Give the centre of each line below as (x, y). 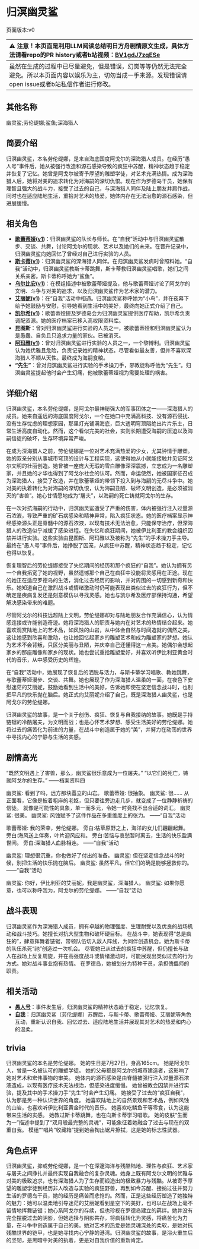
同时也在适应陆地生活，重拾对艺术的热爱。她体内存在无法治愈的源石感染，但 (99, 195)
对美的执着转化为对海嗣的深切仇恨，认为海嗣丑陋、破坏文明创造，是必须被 (97, 488)
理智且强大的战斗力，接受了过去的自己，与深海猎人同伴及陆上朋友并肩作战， (99, 188)
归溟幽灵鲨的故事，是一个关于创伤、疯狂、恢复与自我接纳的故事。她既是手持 (99, 715)
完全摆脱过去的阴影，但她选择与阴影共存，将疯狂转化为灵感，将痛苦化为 (94, 1218)
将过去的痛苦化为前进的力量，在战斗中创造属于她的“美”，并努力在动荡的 (94, 730)
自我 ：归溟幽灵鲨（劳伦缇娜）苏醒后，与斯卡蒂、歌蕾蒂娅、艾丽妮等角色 (103, 1014)
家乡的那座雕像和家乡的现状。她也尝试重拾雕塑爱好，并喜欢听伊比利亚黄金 (97, 652)
